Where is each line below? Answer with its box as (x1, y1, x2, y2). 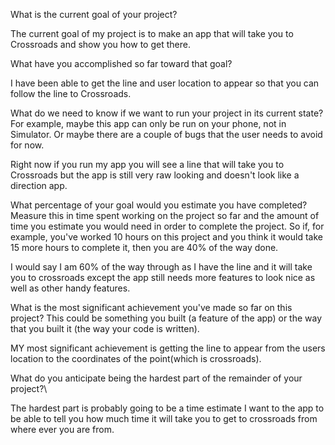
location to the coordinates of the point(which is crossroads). (10, 353, 262, 364)
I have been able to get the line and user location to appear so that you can (10, 77, 320, 89)
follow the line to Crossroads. (10, 88, 132, 99)
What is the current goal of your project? (10, 9, 178, 20)
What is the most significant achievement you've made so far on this (10, 302, 293, 313)
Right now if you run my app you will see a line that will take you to (10, 159, 285, 170)
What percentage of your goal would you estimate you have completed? (10, 199, 308, 211)
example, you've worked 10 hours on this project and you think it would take (10, 231, 323, 243)
